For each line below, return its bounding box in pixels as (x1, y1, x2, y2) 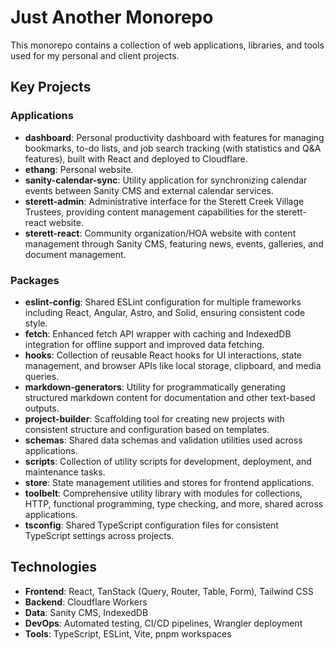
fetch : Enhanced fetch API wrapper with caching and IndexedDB (24, 327, 292, 340)
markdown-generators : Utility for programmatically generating (24, 381, 286, 393)
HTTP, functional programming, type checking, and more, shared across (24, 497, 324, 510)
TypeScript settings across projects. (24, 529, 175, 541)
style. (24, 317, 48, 329)
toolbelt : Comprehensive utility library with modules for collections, (24, 487, 303, 499)
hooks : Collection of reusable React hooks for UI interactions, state (24, 349, 303, 361)
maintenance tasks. (24, 466, 106, 478)
